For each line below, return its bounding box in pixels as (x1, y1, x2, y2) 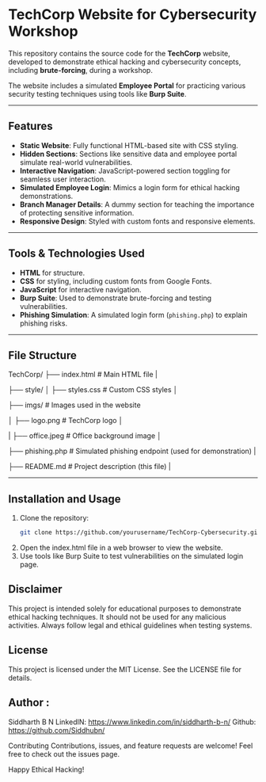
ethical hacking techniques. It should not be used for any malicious (8, 612, 227, 621)
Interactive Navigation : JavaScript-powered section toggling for (19, 166, 231, 175)
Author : (8, 696, 50, 710)
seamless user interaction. (19, 174, 106, 184)
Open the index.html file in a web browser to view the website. (19, 543, 223, 552)
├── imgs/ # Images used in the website (8, 400, 141, 410)
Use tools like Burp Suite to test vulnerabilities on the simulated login (19, 551, 244, 561)
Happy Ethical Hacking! (8, 765, 85, 774)
